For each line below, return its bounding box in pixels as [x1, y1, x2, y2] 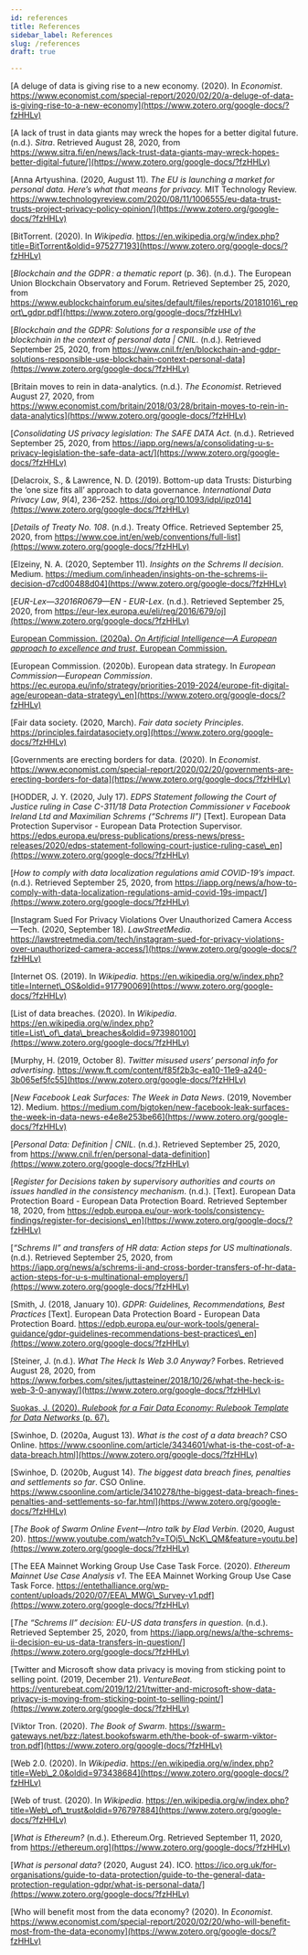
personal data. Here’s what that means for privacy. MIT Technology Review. [10, 184, 298, 195]
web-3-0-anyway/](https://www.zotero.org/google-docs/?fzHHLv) [10, 1384, 261, 1395]
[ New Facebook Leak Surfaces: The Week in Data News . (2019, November [10, 1092, 292, 1103]
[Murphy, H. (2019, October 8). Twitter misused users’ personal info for [10, 1055, 278, 1066]
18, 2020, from [10, 1205, 66, 1216]
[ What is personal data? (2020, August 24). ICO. [10, 1860, 193, 1871]
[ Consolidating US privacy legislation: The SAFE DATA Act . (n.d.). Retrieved [10, 428, 295, 439]
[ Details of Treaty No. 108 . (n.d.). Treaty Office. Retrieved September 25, [10, 522, 284, 533]
